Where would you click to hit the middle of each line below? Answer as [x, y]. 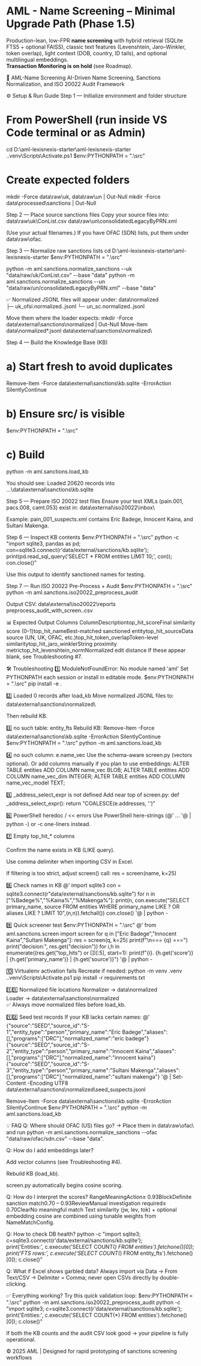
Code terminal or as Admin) [76, 133]
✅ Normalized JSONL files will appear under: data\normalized [82, 299]
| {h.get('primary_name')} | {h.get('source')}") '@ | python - [79, 959]
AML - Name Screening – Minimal [91, 11]
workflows [19, 1357]
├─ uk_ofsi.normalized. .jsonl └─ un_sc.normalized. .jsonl [76, 306]
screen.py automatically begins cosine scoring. [64, 1185]
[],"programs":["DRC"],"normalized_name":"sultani [69, 1076]
